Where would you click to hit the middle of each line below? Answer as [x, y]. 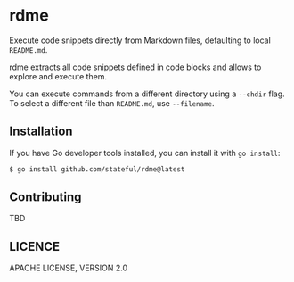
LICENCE [35, 246]
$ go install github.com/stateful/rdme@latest [97, 169]
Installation [41, 132]
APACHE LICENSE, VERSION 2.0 [69, 268]
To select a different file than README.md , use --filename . [112, 103]
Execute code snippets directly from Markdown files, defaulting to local [140, 40]
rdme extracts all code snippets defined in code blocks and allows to [135, 67]
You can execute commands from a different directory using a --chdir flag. [147, 94]
